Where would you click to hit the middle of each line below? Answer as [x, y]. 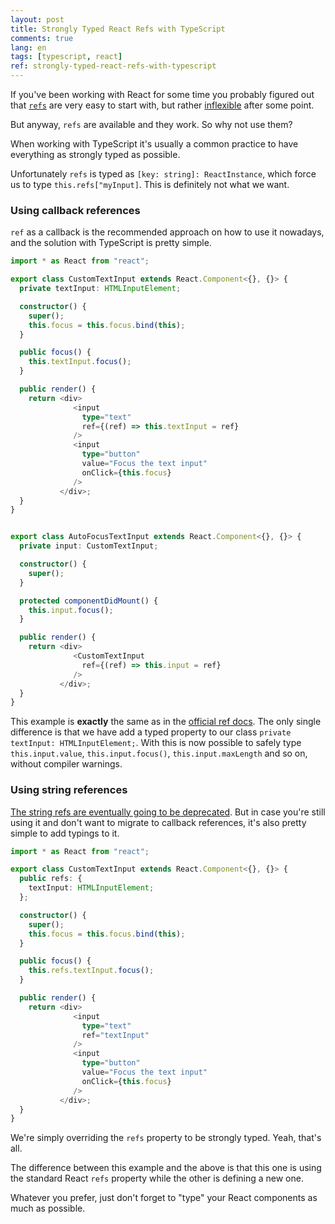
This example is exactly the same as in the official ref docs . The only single [166, 722]
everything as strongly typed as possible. [95, 154]
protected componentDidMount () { [89, 601]
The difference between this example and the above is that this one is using [166, 1168]
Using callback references [75, 210]
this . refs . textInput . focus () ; [91, 971]
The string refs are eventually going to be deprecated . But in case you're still [168, 812]
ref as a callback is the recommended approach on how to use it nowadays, [167, 232]
